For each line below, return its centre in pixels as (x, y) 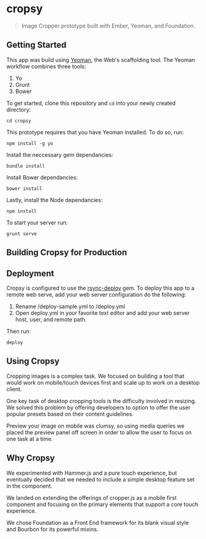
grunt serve (21, 234)
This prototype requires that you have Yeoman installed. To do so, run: (95, 132)
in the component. (29, 486)
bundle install (26, 166)
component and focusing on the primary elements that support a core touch (102, 504)
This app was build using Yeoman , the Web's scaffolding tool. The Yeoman (101, 59)
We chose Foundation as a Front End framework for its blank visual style (97, 522)
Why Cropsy (31, 458)
